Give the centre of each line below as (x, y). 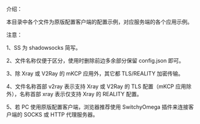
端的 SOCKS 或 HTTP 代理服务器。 (55, 115)
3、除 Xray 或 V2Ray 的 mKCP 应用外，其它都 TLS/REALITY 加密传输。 (95, 74)
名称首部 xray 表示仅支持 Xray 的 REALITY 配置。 (81, 94)
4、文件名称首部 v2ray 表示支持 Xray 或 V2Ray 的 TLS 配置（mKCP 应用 (96, 86)
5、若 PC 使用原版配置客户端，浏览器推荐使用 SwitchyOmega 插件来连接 (98, 107)
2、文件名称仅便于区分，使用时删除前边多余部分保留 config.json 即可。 (95, 60)
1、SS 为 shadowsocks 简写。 (44, 48)
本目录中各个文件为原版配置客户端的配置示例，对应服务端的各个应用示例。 (99, 22)
